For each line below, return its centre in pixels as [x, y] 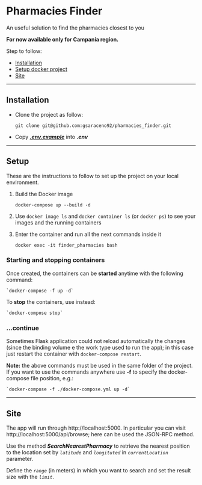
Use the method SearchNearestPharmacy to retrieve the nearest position [98, 446]
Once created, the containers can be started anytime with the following [95, 273]
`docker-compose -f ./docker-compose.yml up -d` [68, 389]
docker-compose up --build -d [53, 205]
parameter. [20, 459]
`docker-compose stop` [35, 313]
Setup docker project [41, 69]
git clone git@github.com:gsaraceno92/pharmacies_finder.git [93, 125]
